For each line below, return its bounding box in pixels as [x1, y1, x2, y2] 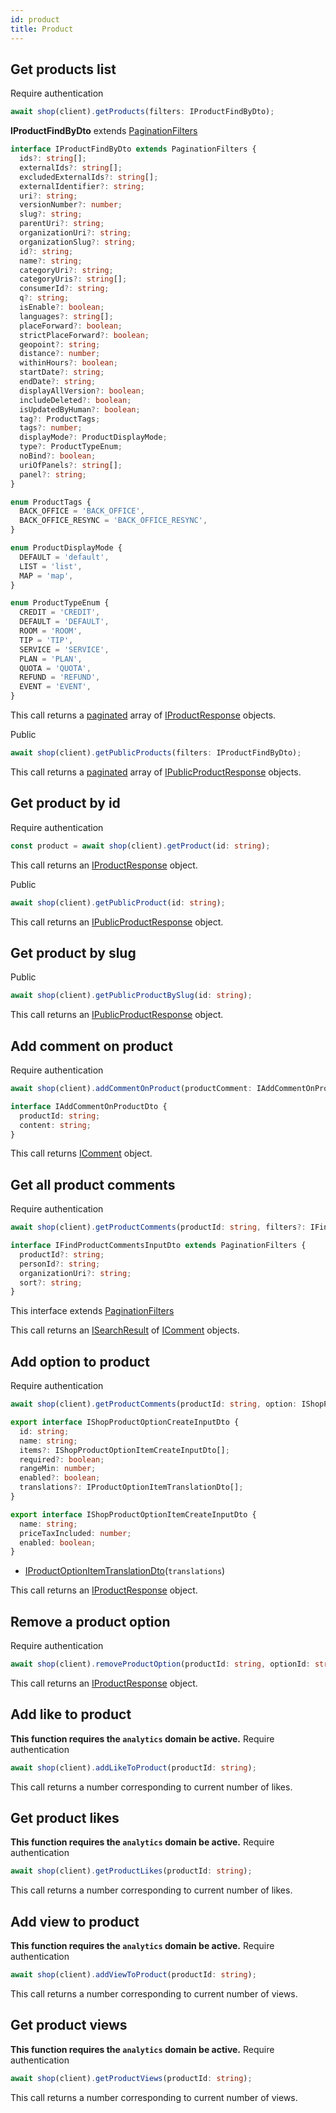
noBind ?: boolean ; [19, 451, 97, 461]
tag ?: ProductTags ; [19, 414, 101, 424]
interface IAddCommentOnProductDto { [10, 1101, 168, 1111]
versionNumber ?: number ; [19, 200, 123, 210]
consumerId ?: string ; [19, 284, 110, 294]
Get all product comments [10, 1176, 176, 1193]
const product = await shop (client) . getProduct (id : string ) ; [10, 841, 271, 851]
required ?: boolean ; [19, 1454, 105, 1465]
